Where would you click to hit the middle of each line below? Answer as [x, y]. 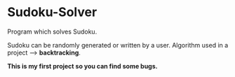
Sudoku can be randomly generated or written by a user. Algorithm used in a [118, 45]
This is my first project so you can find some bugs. [82, 66]
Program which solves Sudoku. [52, 31]
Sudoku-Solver [52, 12]
